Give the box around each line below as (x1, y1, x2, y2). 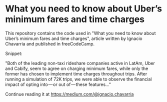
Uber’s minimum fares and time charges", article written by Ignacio (5, 35, 142, 41)
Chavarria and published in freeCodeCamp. (5, 40, 95, 46)
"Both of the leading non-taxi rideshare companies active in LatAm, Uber (5, 60, 155, 66)
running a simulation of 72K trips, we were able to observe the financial (5, 76, 152, 82)
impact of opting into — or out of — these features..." (5, 81, 111, 87)
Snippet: (5, 50, 22, 56)
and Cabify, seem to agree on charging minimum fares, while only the (5, 65, 148, 71)
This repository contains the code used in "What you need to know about (5, 30, 156, 36)
